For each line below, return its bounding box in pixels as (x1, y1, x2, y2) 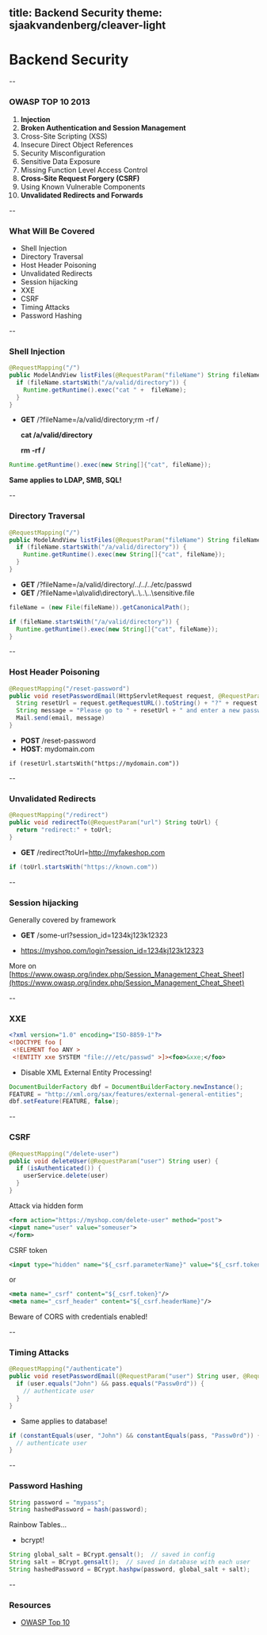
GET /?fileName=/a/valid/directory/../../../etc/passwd (20, 579, 193, 589)
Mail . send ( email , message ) (16, 714, 105, 722)
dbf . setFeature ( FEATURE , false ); (9, 1098, 120, 1106)
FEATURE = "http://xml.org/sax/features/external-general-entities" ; (9, 1090, 244, 1098)
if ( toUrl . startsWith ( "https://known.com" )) (9, 863, 158, 871)
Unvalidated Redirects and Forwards (20, 190, 143, 200)
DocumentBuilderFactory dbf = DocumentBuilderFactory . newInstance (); (9, 1083, 244, 1091)
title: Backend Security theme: (9, 6, 163, 20)
